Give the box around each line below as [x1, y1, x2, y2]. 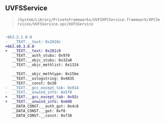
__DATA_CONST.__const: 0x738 [11, 113, 72, 118]
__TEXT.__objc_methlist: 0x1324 [11, 62, 79, 68]
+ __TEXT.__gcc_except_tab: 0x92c [5, 95, 79, 100]
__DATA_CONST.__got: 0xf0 [11, 108, 66, 114]
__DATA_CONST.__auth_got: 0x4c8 [11, 104, 79, 109]
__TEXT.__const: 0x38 [11, 81, 57, 86]
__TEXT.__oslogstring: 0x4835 [11, 76, 75, 81]
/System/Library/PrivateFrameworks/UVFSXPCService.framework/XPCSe [17, 17, 160, 22]
